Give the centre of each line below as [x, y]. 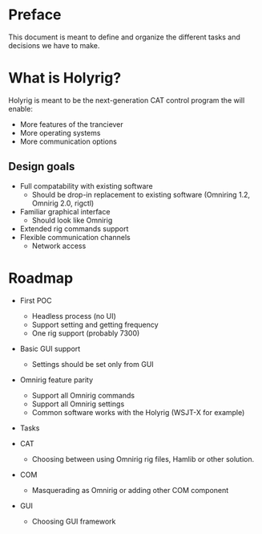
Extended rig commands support [74, 228]
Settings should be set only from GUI [93, 364]
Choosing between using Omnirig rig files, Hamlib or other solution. [143, 459]
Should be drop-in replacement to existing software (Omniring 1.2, [141, 194]
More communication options [69, 141]
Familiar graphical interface [65, 211]
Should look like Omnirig [72, 220]
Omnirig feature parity [56, 380]
